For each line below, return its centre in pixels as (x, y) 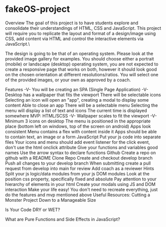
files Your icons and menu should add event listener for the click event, (78, 142)
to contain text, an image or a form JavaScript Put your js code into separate (83, 137)
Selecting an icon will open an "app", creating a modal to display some (77, 100)
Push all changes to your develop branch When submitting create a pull (78, 163)
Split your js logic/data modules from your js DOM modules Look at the (77, 173)
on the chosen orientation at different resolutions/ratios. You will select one (82, 74)
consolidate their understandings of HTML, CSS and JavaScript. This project (83, 28)
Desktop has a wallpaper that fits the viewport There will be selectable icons (83, 95)
